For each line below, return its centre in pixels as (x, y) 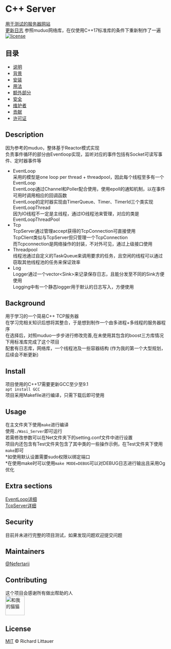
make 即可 (15, 450)
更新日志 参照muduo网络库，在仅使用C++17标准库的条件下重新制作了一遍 (83, 30)
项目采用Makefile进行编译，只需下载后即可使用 (55, 395)
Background (25, 303)
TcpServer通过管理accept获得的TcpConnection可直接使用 (74, 231)
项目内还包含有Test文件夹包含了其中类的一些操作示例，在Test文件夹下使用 (84, 444)
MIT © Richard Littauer (30, 641)
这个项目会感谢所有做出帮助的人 (39, 593)
